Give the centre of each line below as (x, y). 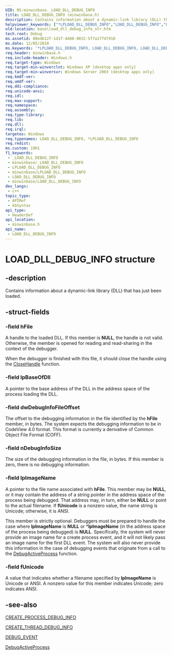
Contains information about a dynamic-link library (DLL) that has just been (83, 291)
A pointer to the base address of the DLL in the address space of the (78, 388)
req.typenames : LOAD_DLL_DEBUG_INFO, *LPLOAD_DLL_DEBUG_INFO (72, 139)
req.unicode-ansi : (25, 91)
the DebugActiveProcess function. (41, 554)
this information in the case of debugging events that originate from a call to (85, 548)
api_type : (16, 210)
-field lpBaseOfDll (28, 377)
